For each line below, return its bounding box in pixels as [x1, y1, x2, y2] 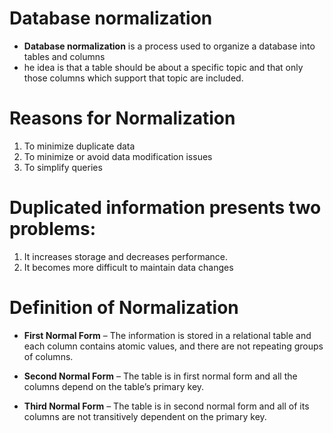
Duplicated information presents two [9, 197, 322, 219]
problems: [9, 218, 97, 241]
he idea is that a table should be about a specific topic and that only [23, 61, 304, 73]
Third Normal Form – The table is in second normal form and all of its [23, 400, 310, 412]
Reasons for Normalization [9, 107, 236, 130]
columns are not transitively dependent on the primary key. [23, 410, 267, 422]
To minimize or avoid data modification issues [23, 150, 213, 162]
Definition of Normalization [9, 297, 239, 319]
